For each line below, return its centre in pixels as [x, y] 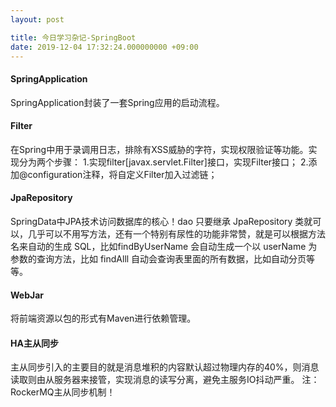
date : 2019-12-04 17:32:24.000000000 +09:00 [104, 47]
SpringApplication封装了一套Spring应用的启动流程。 [117, 102]
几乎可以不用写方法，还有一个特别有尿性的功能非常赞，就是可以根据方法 [176, 233]
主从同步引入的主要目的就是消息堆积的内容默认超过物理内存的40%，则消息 [165, 367]
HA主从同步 [34, 343]
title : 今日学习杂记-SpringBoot [73, 37]
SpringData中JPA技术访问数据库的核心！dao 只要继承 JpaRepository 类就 [161, 221]
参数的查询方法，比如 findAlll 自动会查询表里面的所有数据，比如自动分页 [158, 258]
